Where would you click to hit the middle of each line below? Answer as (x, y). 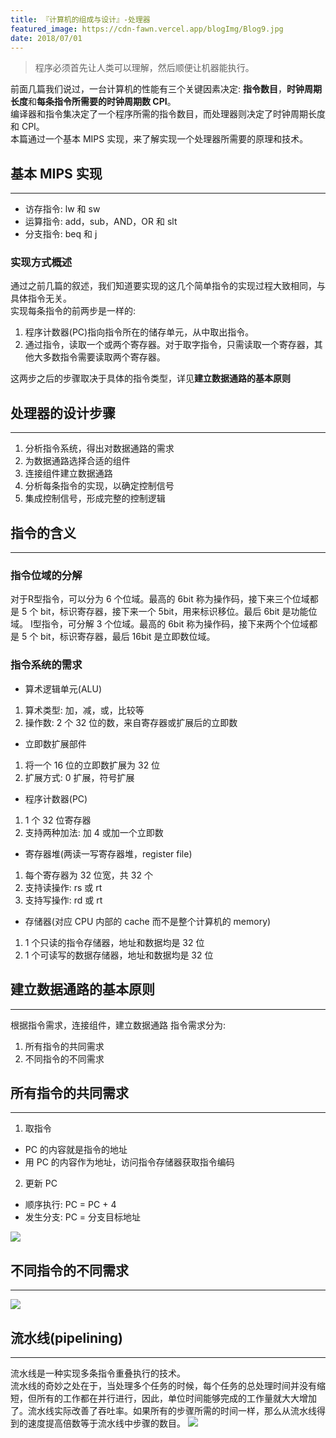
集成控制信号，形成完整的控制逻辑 (95, 498)
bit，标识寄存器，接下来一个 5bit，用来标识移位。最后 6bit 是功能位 (179, 612)
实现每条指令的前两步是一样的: (73, 311)
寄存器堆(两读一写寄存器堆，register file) (108, 853)
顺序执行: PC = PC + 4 (70, 1205)
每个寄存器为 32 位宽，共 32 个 (88, 875)
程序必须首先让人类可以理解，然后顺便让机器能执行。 (144, 68)
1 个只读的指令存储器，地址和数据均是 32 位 (114, 942)
